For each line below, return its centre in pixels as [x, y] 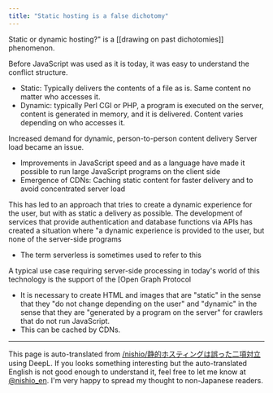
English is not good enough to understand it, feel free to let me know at [127, 372]
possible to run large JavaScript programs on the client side [120, 171]
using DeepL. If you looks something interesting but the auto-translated [128, 363]
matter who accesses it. [60, 96]
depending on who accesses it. [73, 122]
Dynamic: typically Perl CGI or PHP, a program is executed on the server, [142, 105]
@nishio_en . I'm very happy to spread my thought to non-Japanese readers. [136, 380]
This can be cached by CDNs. [70, 330]
